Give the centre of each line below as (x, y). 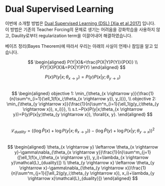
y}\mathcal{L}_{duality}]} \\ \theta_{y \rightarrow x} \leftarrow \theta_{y (83, 163)
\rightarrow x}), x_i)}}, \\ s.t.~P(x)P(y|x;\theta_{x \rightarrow (83, 109)
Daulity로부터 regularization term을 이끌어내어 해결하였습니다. (72, 35)
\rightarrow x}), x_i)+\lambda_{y (122, 173)
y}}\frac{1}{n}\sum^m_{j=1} (123, 152)
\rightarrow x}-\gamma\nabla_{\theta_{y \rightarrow (72, 168)
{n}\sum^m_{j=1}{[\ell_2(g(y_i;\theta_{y (50, 173)
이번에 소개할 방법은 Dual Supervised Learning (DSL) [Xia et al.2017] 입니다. (80, 23)
